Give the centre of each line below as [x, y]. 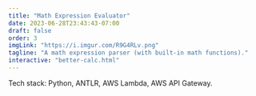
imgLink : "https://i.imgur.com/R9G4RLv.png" [84, 46]
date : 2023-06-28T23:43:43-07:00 [64, 23]
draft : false [30, 30]
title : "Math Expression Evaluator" [69, 16]
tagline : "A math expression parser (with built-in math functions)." [128, 53]
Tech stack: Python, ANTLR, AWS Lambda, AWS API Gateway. [111, 83]
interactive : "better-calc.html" [64, 61]
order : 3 [23, 38]
